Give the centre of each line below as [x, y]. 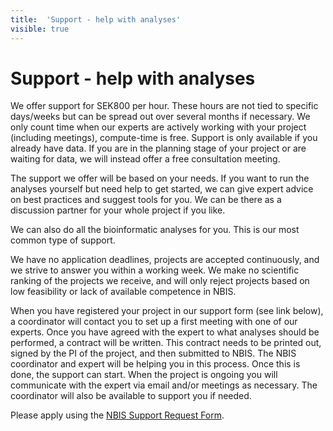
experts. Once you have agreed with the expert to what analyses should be [165, 332]
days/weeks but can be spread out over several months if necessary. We [160, 117]
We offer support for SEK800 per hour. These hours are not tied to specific [164, 106]
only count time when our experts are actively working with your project [158, 127]
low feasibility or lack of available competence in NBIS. [123, 292]
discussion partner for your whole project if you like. [118, 210]
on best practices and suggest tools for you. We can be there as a [146, 200]
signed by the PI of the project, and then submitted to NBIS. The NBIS [153, 353]
